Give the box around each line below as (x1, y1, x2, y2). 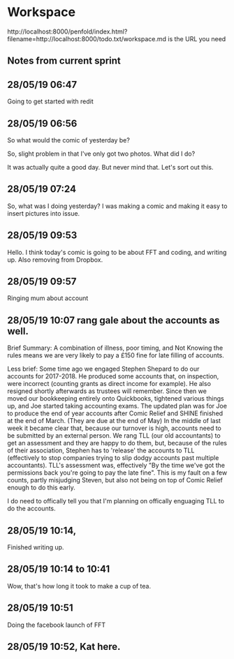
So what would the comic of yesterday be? (7, 135, 131, 144)
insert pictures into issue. (7, 209, 80, 217)
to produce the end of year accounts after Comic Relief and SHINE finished (7, 409, 224, 417)
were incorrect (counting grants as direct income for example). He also (7, 380, 212, 388)
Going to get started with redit (7, 97, 94, 105)
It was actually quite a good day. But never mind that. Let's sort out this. (7, 163, 214, 171)
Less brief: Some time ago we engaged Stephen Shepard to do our (7, 364, 200, 373)
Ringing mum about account (7, 294, 89, 302)
